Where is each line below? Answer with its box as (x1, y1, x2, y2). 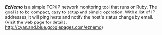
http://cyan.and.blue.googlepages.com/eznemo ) (5, 24, 103, 30)
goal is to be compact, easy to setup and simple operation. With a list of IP (5, 9, 156, 15)
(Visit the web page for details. (5, 19, 67, 25)
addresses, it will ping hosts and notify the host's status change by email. (5, 14, 154, 20)
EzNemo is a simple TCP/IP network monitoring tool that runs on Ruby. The (5, 4, 157, 10)
